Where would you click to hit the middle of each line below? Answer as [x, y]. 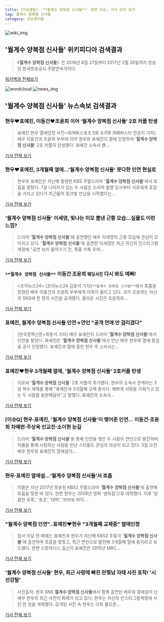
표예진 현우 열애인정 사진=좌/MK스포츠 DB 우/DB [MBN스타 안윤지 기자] [86, 133]
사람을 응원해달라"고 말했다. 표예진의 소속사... [71, 395]
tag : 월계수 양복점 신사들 [28, 14]
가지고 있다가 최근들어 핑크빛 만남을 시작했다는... [69, 194]
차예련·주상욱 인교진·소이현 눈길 [46, 427]
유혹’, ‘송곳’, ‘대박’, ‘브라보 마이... [57, 500]
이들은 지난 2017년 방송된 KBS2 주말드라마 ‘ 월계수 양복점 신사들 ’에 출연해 [87, 487]
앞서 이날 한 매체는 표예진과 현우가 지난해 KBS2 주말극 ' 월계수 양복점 [83, 536]
